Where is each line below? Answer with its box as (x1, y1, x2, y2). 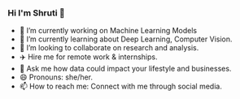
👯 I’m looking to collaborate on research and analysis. (19, 43, 199, 53)
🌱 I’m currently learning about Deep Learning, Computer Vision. (19, 34, 233, 44)
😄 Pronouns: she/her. (19, 72, 94, 82)
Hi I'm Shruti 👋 (7, 7, 66, 19)
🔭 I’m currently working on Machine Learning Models (19, 26, 198, 36)
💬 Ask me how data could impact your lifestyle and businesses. (19, 64, 232, 74)
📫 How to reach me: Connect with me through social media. (19, 81, 223, 92)
